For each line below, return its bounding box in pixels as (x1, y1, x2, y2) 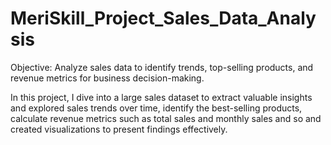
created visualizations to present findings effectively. (10, 123, 228, 135)
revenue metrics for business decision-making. (10, 72, 205, 84)
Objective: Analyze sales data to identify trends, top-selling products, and (10, 61, 314, 73)
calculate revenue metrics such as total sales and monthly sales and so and (10, 112, 322, 124)
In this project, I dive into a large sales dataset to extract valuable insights (10, 91, 313, 103)
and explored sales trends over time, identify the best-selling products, (10, 102, 303, 114)
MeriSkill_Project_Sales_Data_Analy (10, 7, 317, 30)
